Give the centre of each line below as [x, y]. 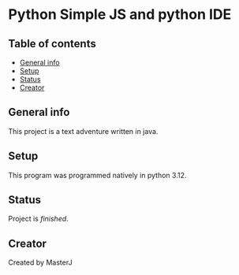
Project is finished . [38, 219]
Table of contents [52, 44]
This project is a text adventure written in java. [83, 131]
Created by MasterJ [40, 262]
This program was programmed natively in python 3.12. [97, 175]
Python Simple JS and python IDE [120, 15]
